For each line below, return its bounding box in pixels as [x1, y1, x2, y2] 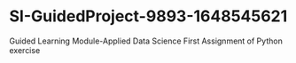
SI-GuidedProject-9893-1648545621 [9, 6, 288, 27]
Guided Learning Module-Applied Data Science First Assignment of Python [9, 35, 284, 46]
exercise [9, 44, 41, 55]
